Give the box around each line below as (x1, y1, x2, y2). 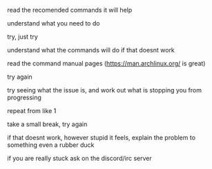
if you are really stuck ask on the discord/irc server (7, 155, 152, 162)
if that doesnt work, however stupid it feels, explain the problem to (7, 134, 195, 141)
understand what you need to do (7, 19, 100, 27)
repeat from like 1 (7, 107, 57, 115)
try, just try (7, 32, 38, 41)
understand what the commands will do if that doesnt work (7, 46, 175, 54)
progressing (7, 93, 41, 101)
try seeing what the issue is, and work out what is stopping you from (7, 86, 202, 94)
